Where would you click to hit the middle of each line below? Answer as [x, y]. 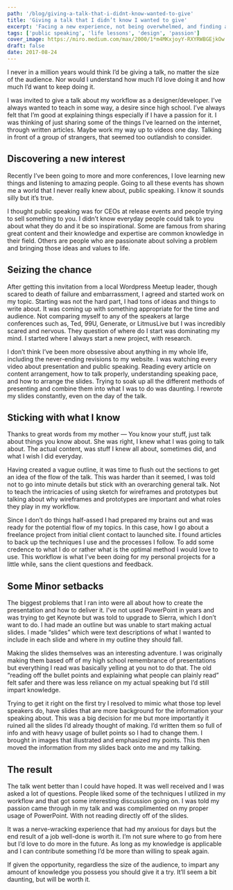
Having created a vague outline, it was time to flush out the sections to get [113, 470]
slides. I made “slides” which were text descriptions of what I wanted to [109, 633]
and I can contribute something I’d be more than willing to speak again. [109, 851]
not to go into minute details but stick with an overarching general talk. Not [114, 485]
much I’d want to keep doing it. [51, 87]
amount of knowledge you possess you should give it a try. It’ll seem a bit [112, 872]
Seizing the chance [50, 270]
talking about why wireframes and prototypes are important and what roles [114, 499]
